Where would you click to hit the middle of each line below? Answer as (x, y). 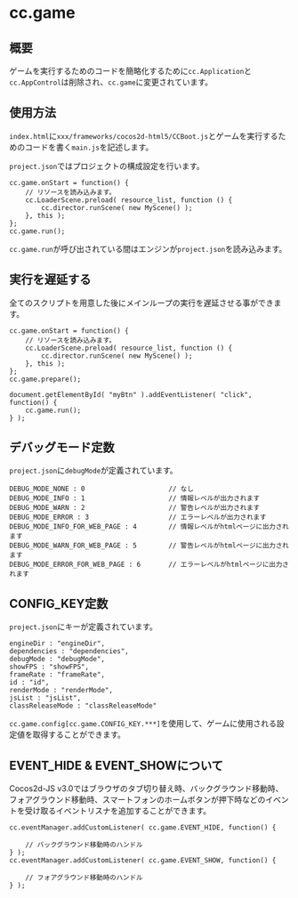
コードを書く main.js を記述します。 (89, 147)
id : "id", (29, 683)
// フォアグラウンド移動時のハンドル (84, 878)
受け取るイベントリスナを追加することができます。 (118, 811)
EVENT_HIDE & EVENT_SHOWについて (117, 765)
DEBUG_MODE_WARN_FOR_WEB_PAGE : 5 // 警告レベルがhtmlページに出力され (149, 546)
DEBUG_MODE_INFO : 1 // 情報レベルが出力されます (135, 498)
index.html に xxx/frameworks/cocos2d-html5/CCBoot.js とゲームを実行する (144, 135)
